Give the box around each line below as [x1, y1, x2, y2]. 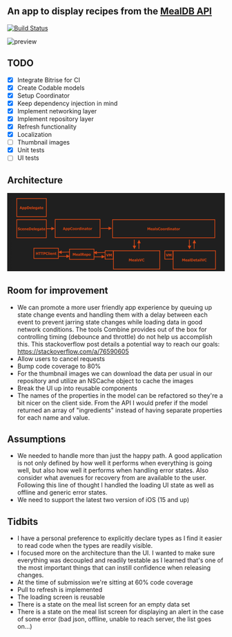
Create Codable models [17, 83, 85, 92]
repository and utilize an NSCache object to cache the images [17, 376, 194, 385]
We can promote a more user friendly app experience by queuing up [17, 303, 213, 311]
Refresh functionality [17, 122, 77, 131]
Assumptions [7, 434, 66, 445]
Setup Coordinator [17, 91, 70, 100]
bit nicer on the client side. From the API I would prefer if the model [17, 398, 209, 407]
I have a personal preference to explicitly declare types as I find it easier [17, 534, 222, 542]
